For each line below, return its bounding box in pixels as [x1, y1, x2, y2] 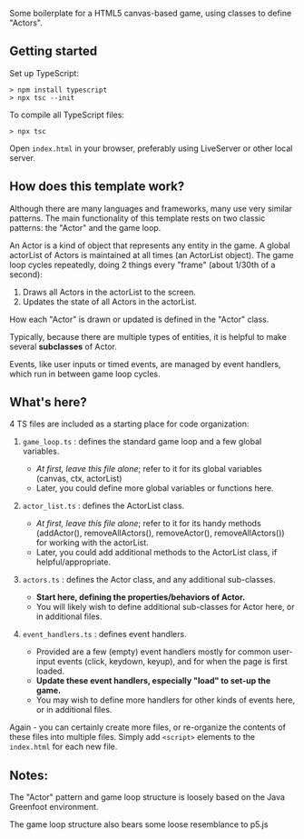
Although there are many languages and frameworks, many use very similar [9, 203, 293, 214]
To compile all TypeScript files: [9, 109, 125, 120]
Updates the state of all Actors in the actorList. [22, 295, 197, 307]
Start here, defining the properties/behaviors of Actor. [35, 592, 246, 603]
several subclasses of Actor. [9, 341, 118, 352]
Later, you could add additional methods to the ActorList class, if [35, 547, 278, 558]
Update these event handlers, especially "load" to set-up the [35, 675, 271, 686]
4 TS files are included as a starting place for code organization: [9, 418, 250, 430]
